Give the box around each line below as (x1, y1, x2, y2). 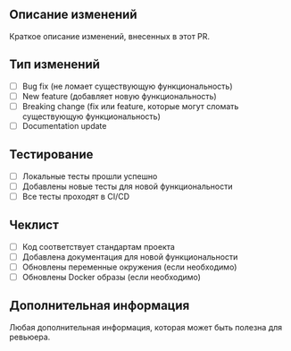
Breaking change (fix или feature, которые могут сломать (21, 100, 239, 111)
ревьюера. (9, 331, 51, 342)
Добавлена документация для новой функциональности (21, 251, 238, 262)
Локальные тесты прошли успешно (21, 170, 158, 182)
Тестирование (9, 147, 94, 162)
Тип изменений (9, 57, 101, 73)
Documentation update (21, 120, 107, 131)
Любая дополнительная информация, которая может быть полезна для (9, 321, 283, 332)
